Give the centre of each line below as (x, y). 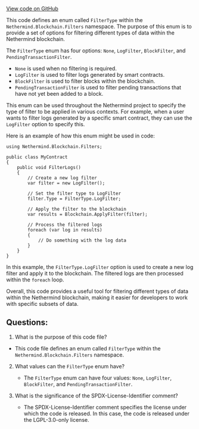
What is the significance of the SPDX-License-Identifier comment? (96, 396)
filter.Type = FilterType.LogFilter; (74, 199)
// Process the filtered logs (65, 225)
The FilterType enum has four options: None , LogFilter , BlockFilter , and (96, 51)
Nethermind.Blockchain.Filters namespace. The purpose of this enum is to (99, 26)
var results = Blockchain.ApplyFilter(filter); (88, 214)
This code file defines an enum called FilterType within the (88, 348)
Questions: (27, 323)
